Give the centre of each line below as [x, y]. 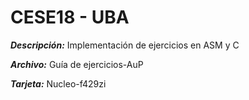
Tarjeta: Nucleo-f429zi [58, 83]
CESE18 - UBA [70, 17]
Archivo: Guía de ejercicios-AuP [77, 64]
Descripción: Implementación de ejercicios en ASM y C [125, 45]
